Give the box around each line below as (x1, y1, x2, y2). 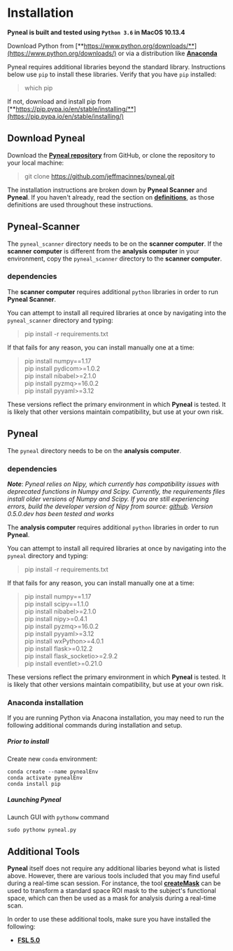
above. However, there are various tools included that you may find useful (7, 872, 220, 880)
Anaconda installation (7, 697, 84, 707)
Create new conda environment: (7, 755, 98, 763)
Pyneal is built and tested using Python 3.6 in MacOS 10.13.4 (7, 28, 185, 36)
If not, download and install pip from (7, 97, 112, 106)
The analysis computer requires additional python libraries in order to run (7, 523, 219, 532)
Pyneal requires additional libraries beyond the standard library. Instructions (7, 62, 226, 71)
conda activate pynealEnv (7, 775, 83, 782)
